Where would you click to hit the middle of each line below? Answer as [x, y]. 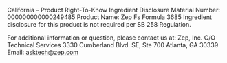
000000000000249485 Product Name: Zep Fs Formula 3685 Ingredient [109, 17]
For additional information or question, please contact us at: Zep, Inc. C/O [111, 38]
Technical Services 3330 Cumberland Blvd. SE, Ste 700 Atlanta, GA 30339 [113, 45]
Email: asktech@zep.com [43, 52]
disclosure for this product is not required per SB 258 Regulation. [99, 24]
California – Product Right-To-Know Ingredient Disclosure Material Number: [114, 10]
